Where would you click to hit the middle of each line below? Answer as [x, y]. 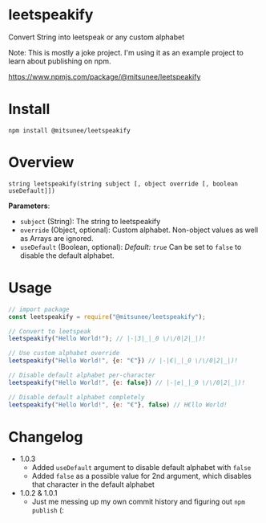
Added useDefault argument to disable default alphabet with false [141, 468]
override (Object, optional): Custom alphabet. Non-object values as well [139, 230]
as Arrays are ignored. [56, 238]
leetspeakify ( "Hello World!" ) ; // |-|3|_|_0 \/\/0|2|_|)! [107, 339]
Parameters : [29, 206]
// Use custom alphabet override [64, 353]
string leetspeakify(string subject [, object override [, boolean [123, 184]
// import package [39, 309]
